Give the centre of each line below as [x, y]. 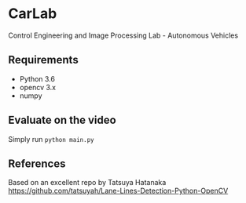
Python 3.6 [37, 78]
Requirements [43, 60]
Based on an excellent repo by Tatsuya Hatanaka [87, 183]
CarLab [33, 14]
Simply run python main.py [51, 139]
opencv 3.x [38, 87]
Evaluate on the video [62, 120]
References [37, 163]
